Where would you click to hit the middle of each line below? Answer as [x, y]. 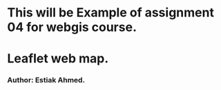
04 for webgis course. [72, 27]
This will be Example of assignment [110, 13]
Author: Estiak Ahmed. [46, 80]
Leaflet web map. [58, 59]
